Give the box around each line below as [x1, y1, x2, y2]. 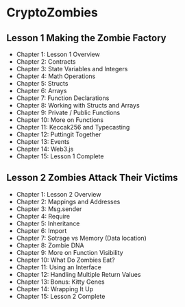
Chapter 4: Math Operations [16, 72, 96, 80]
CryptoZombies [6, 5, 99, 21]
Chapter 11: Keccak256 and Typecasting [16, 123, 130, 131]
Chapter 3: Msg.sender [16, 204, 82, 213]
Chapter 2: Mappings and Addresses [16, 197, 121, 206]
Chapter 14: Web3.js [16, 145, 74, 153]
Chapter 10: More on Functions [16, 116, 104, 124]
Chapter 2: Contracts [16, 58, 76, 66]
